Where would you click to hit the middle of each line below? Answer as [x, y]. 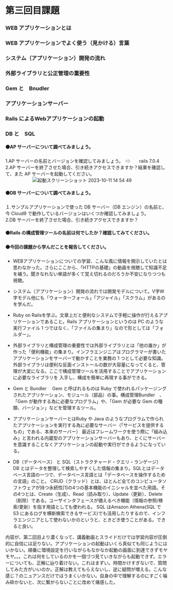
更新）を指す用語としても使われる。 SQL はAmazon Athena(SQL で [90, 507]
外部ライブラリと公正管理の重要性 [48, 73]
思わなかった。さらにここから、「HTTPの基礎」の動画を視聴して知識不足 [90, 267]
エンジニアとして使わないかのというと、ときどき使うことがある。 [87, 519]
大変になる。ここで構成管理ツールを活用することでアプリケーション [94, 371]
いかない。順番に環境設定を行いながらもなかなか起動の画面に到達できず [82, 550]
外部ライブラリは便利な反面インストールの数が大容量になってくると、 [87, 365]
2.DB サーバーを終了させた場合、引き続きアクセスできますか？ [72, 220]
